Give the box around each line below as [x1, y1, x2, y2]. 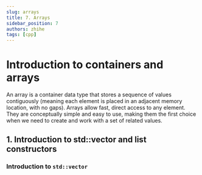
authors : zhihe [6, 26, 45, 32]
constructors [6, 144, 57, 154]
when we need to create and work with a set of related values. [6, 117, 162, 124]
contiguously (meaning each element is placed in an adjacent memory [6, 98, 183, 105]
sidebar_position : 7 [6, 20, 59, 26]
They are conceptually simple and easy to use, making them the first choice [6, 110, 197, 118]
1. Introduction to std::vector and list [6, 135, 147, 145]
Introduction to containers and [6, 58, 164, 72]
